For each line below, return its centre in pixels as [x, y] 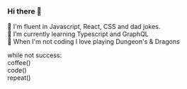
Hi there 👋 [25, 11]
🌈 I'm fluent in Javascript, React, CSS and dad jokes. [84, 27]
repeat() [19, 78]
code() [17, 71]
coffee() [19, 63]
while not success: [35, 55]
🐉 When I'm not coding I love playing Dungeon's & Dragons [94, 42]
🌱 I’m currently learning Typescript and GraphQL [78, 34]
